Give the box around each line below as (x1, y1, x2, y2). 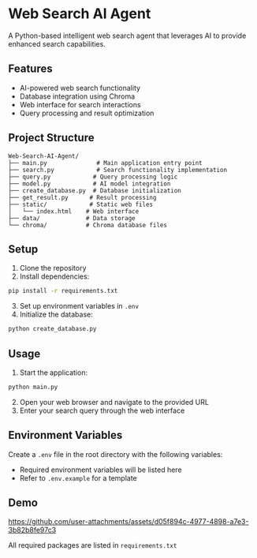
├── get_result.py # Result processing (8, 193, 157, 201)
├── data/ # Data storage (8, 214, 136, 222)
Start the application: (19, 368, 88, 377)
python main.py (8, 383, 58, 391)
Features (8, 62, 53, 76)
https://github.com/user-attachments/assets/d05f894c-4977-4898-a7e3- (8, 517, 249, 526)
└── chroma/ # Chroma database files (8, 221, 168, 229)
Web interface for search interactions (19, 99, 141, 109)
